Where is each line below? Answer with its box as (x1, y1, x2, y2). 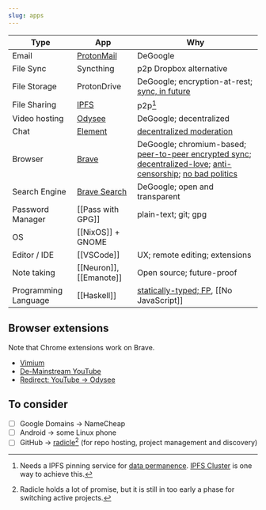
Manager (12, 213, 46, 225)
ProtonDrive (76, 81, 121, 92)
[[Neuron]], (76, 262, 120, 273)
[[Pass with (76, 203, 120, 214)
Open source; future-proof (137, 266, 237, 278)
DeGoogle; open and (137, 181, 214, 192)
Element (76, 126, 108, 137)
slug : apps (8, 11, 44, 20)
